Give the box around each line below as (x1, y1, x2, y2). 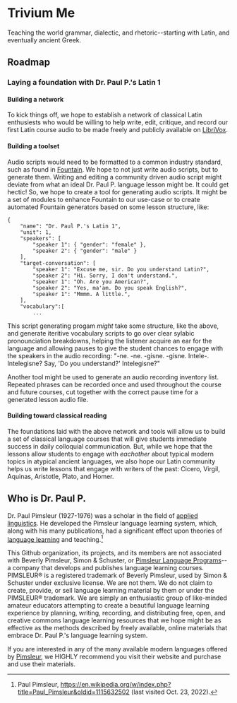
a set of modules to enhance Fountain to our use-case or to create (7, 195, 200, 203)
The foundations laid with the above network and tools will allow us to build (7, 427, 226, 435)
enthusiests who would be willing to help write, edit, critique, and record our (7, 118, 229, 126)
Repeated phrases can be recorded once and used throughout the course (7, 380, 222, 389)
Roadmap (7, 57, 51, 69)
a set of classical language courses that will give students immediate (7, 435, 207, 443)
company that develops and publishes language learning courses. (12, 564, 205, 572)
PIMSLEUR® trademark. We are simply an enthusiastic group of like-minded (7, 593, 228, 602)
